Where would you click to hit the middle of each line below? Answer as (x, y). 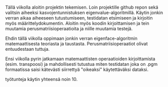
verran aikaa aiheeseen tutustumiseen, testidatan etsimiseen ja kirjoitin (79, 18)
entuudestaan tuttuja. (27, 49)
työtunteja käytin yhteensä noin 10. (41, 79)
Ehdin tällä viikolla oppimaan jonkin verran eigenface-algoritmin (71, 38)
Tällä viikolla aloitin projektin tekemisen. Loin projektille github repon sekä (82, 7)
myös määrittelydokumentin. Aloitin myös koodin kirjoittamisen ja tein (77, 23)
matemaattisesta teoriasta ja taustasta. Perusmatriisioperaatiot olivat (76, 44)
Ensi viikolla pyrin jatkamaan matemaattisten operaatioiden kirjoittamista (80, 59)
